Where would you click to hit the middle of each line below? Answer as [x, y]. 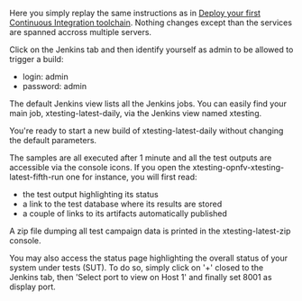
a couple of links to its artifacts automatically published [125, 214]
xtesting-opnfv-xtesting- [238, 167]
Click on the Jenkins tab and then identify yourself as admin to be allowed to [151, 50]
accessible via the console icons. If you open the [100, 167]
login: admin [46, 77]
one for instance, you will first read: [132, 177]
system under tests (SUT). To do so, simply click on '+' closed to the [137, 268]
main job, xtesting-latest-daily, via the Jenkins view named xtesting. [136, 113]
